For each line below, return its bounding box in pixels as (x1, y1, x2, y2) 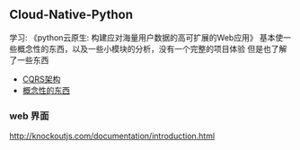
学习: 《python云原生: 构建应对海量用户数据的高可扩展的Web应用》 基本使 (9, 31, 284, 43)
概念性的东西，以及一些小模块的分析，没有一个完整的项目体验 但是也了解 (16, 43, 287, 54)
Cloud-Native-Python (9, 7, 133, 22)
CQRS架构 (22, 74, 61, 84)
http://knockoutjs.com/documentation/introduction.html (9, 130, 216, 142)
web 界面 (9, 110, 49, 122)
